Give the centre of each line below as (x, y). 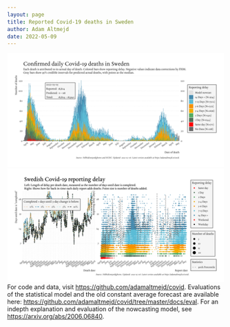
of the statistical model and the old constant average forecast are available (113, 294)
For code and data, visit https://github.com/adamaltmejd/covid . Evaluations (114, 287)
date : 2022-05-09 (32, 37)
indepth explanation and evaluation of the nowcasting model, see (100, 309)
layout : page (26, 14)
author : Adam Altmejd (38, 29)
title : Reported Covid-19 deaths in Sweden (71, 22)
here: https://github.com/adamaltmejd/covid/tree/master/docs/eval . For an (113, 301)
